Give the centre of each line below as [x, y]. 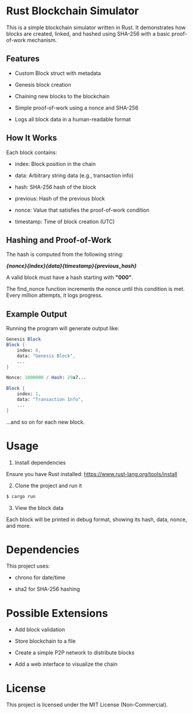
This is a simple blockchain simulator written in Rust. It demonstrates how [96, 27]
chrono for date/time [40, 578]
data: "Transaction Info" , [50, 400]
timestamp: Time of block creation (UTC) [65, 221]
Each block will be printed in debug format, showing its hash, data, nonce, [96, 519]
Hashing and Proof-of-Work [59, 240]
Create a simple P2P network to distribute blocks [75, 653]
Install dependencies [40, 462]
